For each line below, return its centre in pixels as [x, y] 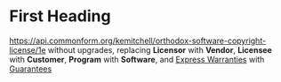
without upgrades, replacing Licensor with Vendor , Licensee [160, 49]
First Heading [60, 16]
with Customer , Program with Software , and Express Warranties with [137, 59]
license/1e [28, 49]
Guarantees [31, 69]
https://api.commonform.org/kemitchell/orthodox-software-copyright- [138, 41]
